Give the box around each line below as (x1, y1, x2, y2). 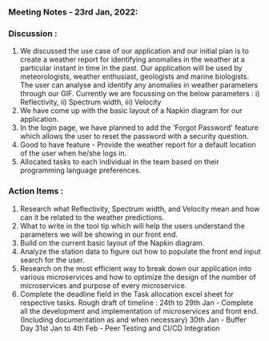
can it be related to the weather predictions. (19, 212, 165, 222)
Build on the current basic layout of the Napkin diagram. (19, 237, 205, 247)
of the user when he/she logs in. (19, 148, 127, 158)
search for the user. (19, 255, 86, 265)
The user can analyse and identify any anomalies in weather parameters (19, 80, 259, 90)
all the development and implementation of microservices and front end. (19, 306, 259, 315)
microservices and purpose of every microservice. (19, 280, 187, 290)
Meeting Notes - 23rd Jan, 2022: (8, 6, 139, 18)
